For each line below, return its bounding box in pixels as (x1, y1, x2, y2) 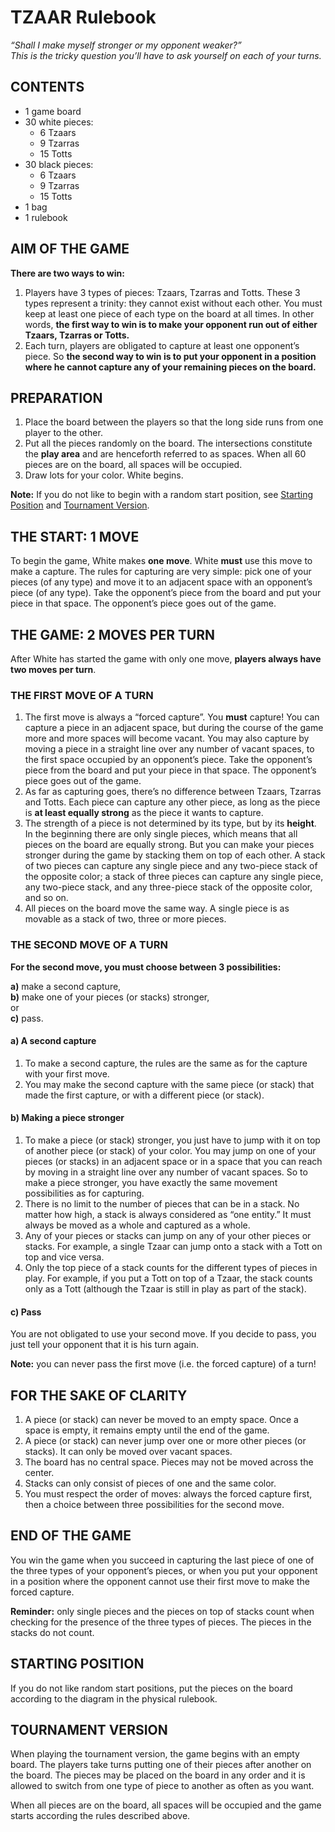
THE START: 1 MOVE (10, 528, 140, 545)
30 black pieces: (24, 158, 94, 170)
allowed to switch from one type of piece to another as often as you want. (10, 1780, 315, 1792)
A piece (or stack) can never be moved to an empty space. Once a (24, 1414, 299, 1426)
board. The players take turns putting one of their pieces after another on (10, 1759, 312, 1771)
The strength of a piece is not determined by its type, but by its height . (24, 817, 317, 830)
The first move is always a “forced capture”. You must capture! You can (24, 711, 320, 723)
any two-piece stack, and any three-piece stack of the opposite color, (24, 881, 313, 893)
